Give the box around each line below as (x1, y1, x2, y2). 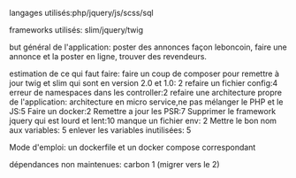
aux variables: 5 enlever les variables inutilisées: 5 (9, 125, 192, 135)
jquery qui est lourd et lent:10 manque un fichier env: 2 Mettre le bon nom (9, 115, 277, 126)
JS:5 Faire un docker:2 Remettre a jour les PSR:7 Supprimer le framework (9, 106, 277, 116)
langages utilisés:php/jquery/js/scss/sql (9, 8, 154, 18)
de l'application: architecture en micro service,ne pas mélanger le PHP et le (9, 97, 284, 107)
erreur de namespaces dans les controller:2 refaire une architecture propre (9, 88, 283, 97)
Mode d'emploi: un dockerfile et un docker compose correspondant (9, 142, 256, 152)
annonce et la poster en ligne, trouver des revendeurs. (9, 51, 208, 61)
